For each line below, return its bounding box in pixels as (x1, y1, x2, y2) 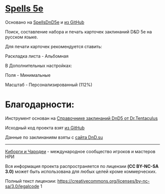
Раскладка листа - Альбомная (5, 53, 69, 59)
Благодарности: (5, 99, 75, 110)
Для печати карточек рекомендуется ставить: (5, 43, 102, 49)
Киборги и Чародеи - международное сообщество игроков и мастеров (5, 148, 156, 154)
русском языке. (5, 34, 38, 40)
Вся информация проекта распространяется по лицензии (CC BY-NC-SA (5, 163, 159, 169)
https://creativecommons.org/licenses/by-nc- (57, 178, 150, 184)
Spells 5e (5, 3, 44, 14)
